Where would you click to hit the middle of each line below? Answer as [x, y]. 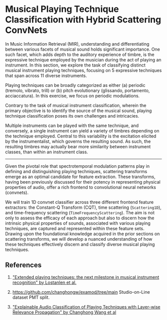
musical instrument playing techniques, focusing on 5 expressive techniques [83, 70]
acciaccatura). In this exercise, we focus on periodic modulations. [73, 96]
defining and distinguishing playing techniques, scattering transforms [76, 171]
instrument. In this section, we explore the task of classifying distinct [75, 65]
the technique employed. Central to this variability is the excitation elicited [81, 136]
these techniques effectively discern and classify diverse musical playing [80, 244]
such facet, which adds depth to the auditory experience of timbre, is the [80, 54]
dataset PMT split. [31, 297]
